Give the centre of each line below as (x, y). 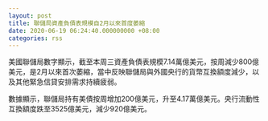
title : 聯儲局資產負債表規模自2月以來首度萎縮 (77, 23)
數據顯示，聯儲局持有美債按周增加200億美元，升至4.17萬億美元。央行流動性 (134, 99)
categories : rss (35, 38)
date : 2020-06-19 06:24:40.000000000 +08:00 (84, 30)
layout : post (30, 16)
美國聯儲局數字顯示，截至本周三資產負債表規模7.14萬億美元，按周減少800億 (134, 62)
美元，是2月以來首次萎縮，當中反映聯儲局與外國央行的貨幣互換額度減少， (130, 72)
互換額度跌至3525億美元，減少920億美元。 (80, 109)
